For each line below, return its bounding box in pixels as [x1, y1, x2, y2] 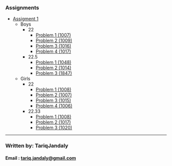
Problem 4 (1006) [35, 103, 73, 109]
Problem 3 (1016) [35, 43, 72, 49]
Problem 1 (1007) [35, 32, 71, 38]
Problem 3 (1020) [35, 125, 73, 131]
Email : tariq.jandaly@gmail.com [5, 155, 76, 161]
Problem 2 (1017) [35, 119, 71, 126]
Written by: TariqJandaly [5, 142, 69, 150]
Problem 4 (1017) [35, 48, 72, 55]
